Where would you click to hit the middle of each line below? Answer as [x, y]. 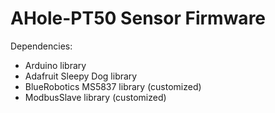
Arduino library [55, 65]
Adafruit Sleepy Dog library [81, 76]
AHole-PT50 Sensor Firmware [138, 18]
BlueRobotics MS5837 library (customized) [113, 86]
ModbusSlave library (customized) [95, 97]
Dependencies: [41, 46]
